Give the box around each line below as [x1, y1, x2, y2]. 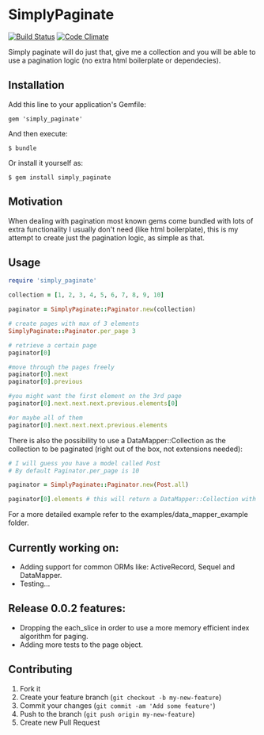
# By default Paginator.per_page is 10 [8, 466, 140, 475]
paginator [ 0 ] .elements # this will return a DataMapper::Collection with [8, 496, 257, 503]
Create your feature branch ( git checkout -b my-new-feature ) [19, 692, 222, 702]
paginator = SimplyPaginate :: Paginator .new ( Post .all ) [8, 481, 190, 489]
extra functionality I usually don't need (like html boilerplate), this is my [8, 224, 239, 234]
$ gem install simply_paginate [8, 173, 111, 182]
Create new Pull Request [19, 718, 100, 727]
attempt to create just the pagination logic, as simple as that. [8, 232, 206, 243]
